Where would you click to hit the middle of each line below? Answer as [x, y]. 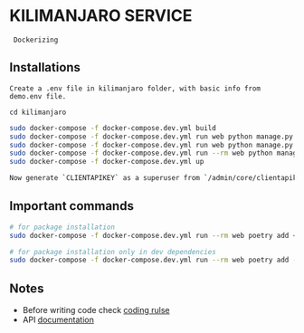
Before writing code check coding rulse [96, 310]
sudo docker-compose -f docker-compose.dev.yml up [107, 162]
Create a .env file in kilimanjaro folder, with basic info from [135, 88]
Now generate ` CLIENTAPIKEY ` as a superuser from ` [109, 178]
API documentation [58, 320]
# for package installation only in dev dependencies [113, 252]
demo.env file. [38, 96]
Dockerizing [36, 40]
